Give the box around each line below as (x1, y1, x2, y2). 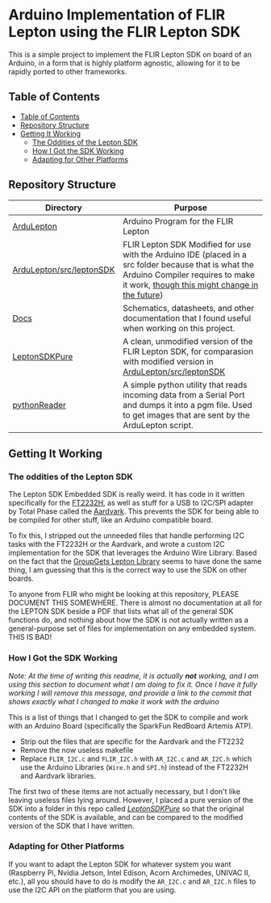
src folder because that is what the (122, 258, 254, 270)
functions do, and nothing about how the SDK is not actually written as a (8, 615, 248, 625)
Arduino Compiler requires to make (122, 269, 256, 280)
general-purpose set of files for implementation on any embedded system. (8, 624, 256, 633)
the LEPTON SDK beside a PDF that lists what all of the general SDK (8, 607, 234, 616)
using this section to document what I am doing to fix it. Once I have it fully (8, 679, 258, 689)
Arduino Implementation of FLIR (8, 6, 226, 24)
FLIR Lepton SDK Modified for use (122, 238, 252, 250)
